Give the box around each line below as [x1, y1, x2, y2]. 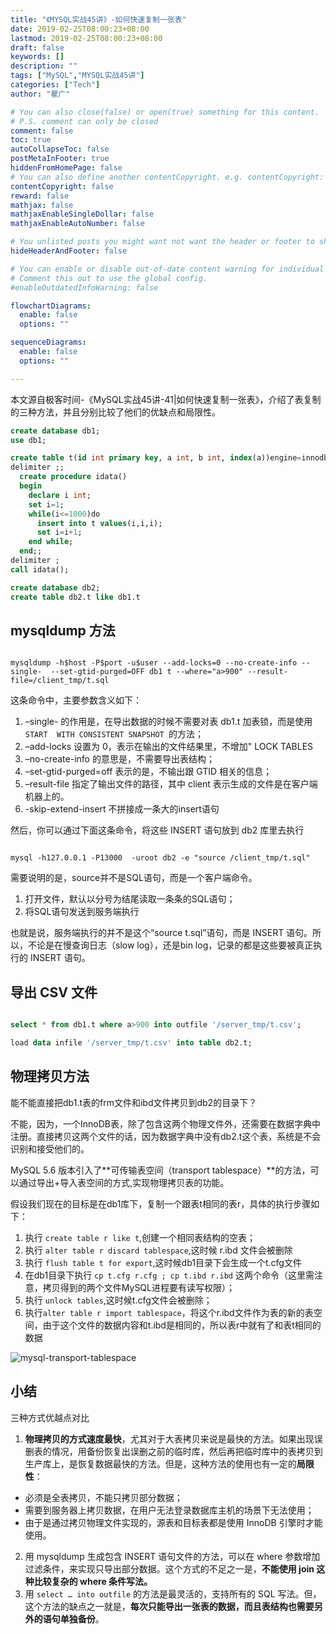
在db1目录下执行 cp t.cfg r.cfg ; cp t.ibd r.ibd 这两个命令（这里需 [24, 1269, 315, 1281]
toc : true [10, 135, 52, 145]
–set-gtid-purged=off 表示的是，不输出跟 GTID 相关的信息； [24, 766, 273, 778]
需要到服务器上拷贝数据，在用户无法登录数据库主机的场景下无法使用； [24, 1504, 315, 1516]
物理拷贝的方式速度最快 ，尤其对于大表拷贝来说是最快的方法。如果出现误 [24, 1432, 323, 1445]
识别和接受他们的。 [10, 1142, 90, 1155]
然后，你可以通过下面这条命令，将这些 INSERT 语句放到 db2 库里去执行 [10, 824, 305, 836]
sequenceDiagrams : [10, 337, 87, 348]
